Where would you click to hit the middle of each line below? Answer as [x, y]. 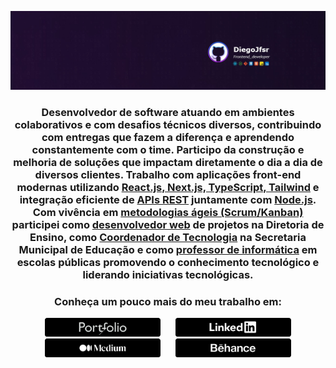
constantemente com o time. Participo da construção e [168, 149]
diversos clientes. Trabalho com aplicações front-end [168, 174]
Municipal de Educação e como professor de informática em [168, 249]
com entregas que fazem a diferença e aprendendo [168, 137]
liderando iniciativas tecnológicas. [168, 274]
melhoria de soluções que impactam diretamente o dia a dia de [168, 162]
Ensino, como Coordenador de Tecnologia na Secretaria [168, 237]
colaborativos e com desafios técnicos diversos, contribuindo [168, 124]
